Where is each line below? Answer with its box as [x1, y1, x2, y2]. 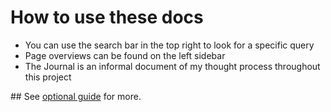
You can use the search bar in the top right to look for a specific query [24, 39, 315, 51]
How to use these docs [10, 6, 204, 29]
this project [24, 71, 72, 83]
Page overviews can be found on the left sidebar [24, 49, 226, 61]
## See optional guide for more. [10, 90, 142, 102]
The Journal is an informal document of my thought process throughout [24, 60, 321, 72]
